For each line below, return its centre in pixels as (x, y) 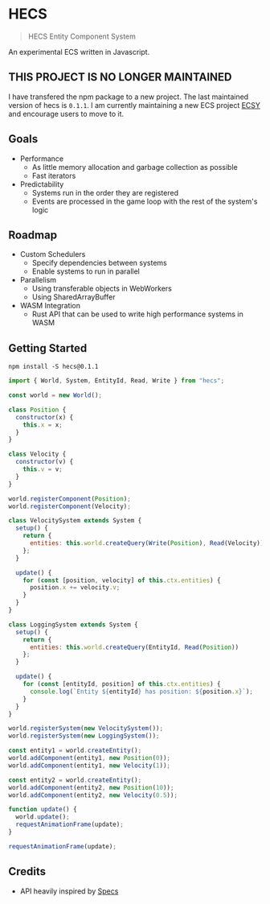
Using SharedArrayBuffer (74, 297)
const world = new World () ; (55, 395)
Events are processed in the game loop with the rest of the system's (145, 201)
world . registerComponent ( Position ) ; (70, 499)
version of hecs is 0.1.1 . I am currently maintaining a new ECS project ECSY (135, 105)
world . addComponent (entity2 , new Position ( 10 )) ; (91, 787)
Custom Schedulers (53, 254)
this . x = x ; (43, 425)
